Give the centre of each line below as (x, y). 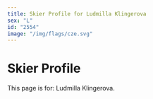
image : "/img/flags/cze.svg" (50, 34)
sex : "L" (20, 21)
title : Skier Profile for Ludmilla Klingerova (77, 14)
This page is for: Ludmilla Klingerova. (61, 88)
